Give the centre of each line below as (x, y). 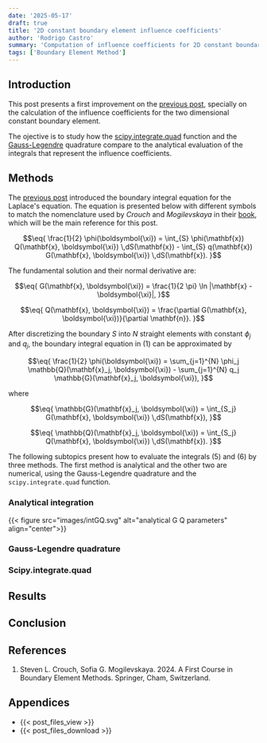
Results (27, 596)
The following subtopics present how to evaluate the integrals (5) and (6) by (132, 457)
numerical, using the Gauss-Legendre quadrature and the (103, 473)
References (37, 650)
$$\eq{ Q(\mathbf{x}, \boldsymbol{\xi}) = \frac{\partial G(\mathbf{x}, (133, 309)
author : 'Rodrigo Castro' (51, 38)
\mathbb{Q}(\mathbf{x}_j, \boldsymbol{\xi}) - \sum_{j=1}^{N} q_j (133, 370)
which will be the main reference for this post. (83, 223)
